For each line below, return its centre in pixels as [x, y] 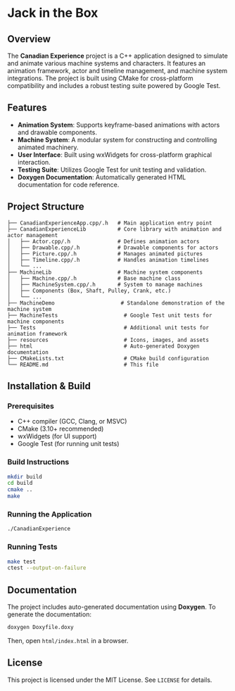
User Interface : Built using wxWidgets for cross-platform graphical [115, 154]
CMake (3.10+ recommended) [61, 429]
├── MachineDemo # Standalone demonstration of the [116, 303]
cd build [20, 483]
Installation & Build [49, 386]
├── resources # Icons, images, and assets [108, 340]
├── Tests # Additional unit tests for [108, 328]
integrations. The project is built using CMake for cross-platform [100, 78]
